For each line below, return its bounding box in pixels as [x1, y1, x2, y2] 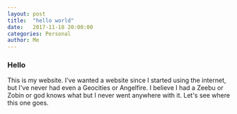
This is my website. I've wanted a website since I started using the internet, [7, 76, 226, 85]
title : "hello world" [7, 17, 74, 24]
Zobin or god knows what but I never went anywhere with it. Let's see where [7, 91, 231, 100]
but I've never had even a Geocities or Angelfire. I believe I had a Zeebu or [7, 84, 224, 92]
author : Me [7, 37, 40, 44]
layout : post [7, 10, 46, 18]
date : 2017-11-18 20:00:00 [7, 23, 93, 30]
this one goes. [7, 98, 49, 107]
